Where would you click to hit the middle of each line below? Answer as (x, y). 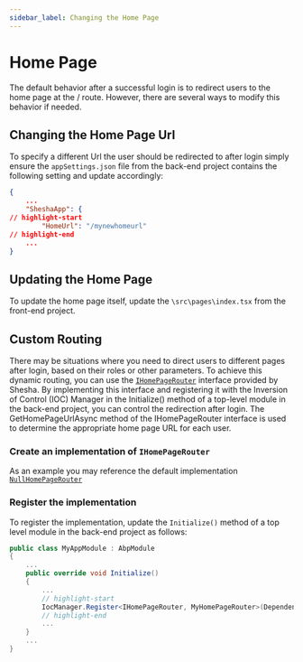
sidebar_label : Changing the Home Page (84, 18)
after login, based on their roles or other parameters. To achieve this (136, 370)
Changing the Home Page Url (92, 135)
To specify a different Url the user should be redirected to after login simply (149, 157)
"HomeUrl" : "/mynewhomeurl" (94, 226)
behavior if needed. (46, 107)
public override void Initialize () (92, 573)
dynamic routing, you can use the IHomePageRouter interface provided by (144, 380)
